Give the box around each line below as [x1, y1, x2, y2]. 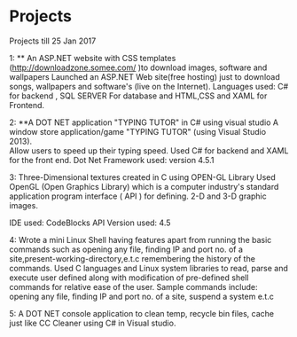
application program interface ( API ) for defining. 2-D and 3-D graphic [9, 191, 268, 201]
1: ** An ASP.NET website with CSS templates [9, 52, 176, 63]
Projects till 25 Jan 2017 [9, 35, 97, 46]
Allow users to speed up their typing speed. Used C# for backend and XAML [9, 145, 289, 156]
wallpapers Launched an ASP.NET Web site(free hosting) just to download [9, 71, 281, 82]
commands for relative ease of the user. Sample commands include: [9, 281, 258, 292]
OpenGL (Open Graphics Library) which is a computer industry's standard [9, 181, 279, 192]
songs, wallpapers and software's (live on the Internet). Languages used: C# [9, 81, 289, 91]
